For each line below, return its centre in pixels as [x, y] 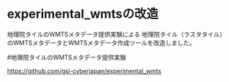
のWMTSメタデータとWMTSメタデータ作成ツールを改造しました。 [101, 42]
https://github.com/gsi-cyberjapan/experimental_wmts [84, 71]
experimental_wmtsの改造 [83, 14]
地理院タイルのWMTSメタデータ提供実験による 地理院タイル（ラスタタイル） [115, 34]
